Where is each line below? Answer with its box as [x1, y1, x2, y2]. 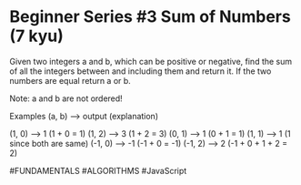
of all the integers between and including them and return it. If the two [9, 66, 272, 77]
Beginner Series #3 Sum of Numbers [9, 6, 291, 27]
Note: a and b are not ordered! [9, 93, 123, 104]
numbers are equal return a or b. [9, 75, 132, 86]
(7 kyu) [9, 26, 64, 46]
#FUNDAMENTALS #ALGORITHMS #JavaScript [9, 165, 187, 176]
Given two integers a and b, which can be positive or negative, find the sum [9, 56, 293, 67]
